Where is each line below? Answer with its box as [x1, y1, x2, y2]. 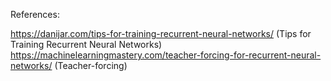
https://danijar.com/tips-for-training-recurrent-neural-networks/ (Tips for [10, 28, 312, 39]
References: [10, 9, 60, 20]
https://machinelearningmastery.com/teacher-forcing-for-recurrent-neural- [10, 49, 322, 61]
